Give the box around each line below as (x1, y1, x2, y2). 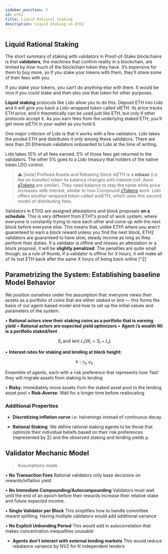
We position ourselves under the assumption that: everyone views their (5, 292, 152, 298)
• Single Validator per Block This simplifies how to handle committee (5, 507, 149, 513)
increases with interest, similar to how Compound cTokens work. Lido (17, 188, 161, 194)
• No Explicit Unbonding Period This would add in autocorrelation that (5, 522, 151, 528)
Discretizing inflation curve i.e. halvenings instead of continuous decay (12, 414, 161, 420)
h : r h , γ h (75, 358, 93, 366)
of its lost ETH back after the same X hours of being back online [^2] (5, 256, 147, 262)
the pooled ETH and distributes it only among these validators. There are (5, 136, 155, 142)
